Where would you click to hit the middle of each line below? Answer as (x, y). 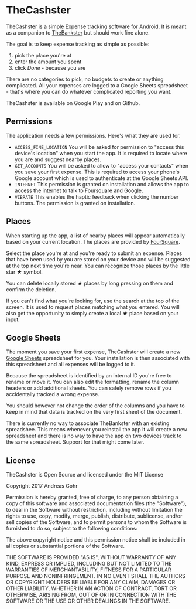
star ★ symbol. (24, 272)
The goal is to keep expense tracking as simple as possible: (78, 44)
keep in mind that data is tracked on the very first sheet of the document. (94, 412)
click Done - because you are (50, 67)
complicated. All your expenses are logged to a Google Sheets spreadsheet (97, 85)
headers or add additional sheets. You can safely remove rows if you (89, 388)
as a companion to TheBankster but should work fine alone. (78, 32)
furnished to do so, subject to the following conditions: (72, 529)
